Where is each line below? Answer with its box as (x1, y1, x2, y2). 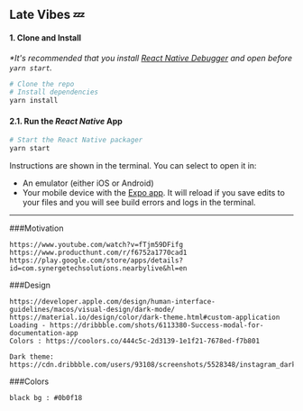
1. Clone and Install (9, 32, 82, 43)
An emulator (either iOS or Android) (22, 178, 155, 188)
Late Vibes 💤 (9, 7, 85, 23)
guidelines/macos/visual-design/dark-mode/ (9, 306, 176, 315)
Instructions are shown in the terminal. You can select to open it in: (9, 160, 257, 171)
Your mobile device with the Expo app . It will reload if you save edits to (22, 187, 286, 198)
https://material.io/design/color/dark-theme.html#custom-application (9, 313, 280, 323)
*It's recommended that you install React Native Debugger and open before (9, 52, 293, 63)
